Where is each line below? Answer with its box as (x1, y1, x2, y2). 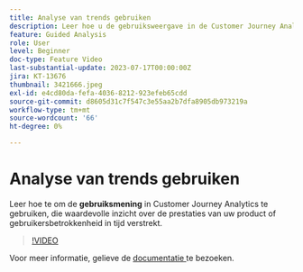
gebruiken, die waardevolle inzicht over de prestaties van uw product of (9, 208, 277, 219)
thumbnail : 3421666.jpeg (9, 80, 103, 89)
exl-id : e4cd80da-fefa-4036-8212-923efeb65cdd (9, 88, 188, 97)
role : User (9, 38, 50, 48)
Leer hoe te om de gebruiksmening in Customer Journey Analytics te (9, 198, 269, 209)
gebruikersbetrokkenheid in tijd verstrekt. (9, 217, 162, 228)
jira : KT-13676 (9, 72, 67, 81)
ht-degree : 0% (9, 122, 63, 131)
